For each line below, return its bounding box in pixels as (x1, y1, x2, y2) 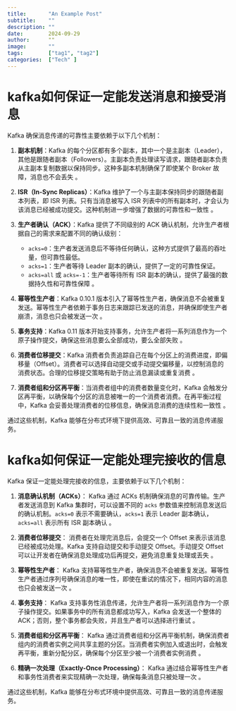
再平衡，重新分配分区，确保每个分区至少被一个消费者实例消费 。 (17, 648, 205, 657)
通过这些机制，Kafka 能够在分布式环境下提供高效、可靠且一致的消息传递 (7, 415, 217, 424)
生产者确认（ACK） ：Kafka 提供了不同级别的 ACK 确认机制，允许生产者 (17, 220, 223, 229)
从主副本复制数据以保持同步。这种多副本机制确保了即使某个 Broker (17, 164, 212, 172)
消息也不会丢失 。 (30, 172, 82, 181)
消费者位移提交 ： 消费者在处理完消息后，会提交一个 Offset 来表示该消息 (17, 533, 226, 542)
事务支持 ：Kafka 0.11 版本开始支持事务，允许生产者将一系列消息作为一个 (17, 327, 228, 335)
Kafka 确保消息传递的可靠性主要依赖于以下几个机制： (7, 131, 162, 140)
